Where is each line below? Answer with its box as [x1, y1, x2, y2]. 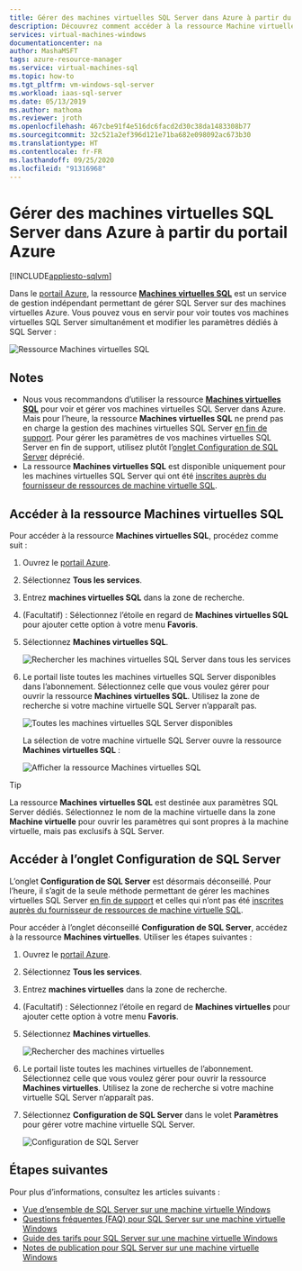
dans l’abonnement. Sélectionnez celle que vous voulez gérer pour [22, 681, 270, 692]
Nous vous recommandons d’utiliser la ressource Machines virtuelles [22, 394, 281, 405]
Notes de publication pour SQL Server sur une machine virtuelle [22, 1242, 260, 1253]
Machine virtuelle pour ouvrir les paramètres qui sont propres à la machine [9, 816, 289, 827]
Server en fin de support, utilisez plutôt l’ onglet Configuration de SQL [22, 442, 279, 453]
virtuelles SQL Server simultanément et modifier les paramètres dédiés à [9, 317, 279, 328]
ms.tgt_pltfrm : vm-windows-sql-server [9, 80, 155, 89]
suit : [9, 540, 28, 550]
